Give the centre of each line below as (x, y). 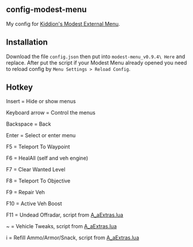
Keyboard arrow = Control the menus (51, 113)
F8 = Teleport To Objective (38, 181)
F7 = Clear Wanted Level (36, 170)
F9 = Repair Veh (25, 192)
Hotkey (20, 87)
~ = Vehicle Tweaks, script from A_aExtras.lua (61, 226)
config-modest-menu (46, 10)
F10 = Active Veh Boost (34, 204)
